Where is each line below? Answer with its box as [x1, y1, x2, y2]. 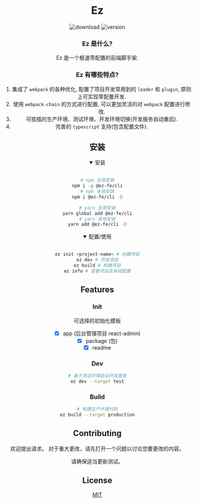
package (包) [85, 337, 118, 344]
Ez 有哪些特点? [75, 71, 119, 79]
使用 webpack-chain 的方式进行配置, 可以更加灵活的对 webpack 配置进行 [13, 100, 186, 108]
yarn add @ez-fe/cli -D [67, 221, 127, 227]
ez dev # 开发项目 [76, 257, 118, 263]
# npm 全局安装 [80, 177, 115, 183]
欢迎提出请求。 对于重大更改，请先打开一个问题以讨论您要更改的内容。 [10, 445, 184, 452]
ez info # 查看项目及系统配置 [63, 268, 131, 274]
